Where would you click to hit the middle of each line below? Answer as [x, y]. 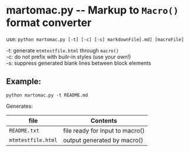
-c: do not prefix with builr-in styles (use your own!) [69, 57]
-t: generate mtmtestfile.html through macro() [62, 50]
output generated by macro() [103, 140]
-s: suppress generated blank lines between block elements [79, 63]
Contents [104, 120]
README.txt [24, 130]
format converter [49, 23]
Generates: [20, 106]
